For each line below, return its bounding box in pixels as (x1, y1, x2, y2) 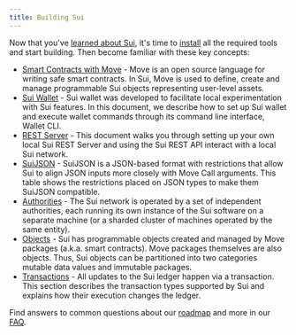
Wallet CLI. (21, 121, 62, 131)
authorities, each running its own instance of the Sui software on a (21, 205, 264, 215)
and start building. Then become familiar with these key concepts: (9, 46, 250, 58)
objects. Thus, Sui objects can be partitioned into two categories (21, 252, 258, 262)
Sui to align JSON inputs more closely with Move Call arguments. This (21, 167, 277, 178)
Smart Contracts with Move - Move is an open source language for (21, 64, 265, 74)
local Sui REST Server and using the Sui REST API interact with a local (21, 139, 277, 150)
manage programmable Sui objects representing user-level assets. (21, 82, 265, 93)
